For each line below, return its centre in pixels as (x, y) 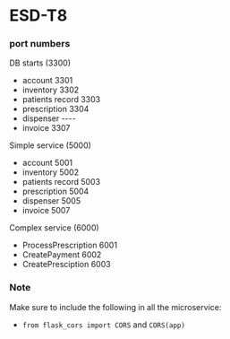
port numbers (40, 44)
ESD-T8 (38, 16)
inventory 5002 (50, 172)
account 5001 (47, 163)
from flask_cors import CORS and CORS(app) (104, 325)
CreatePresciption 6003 (66, 265)
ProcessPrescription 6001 (70, 245)
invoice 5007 (46, 211)
